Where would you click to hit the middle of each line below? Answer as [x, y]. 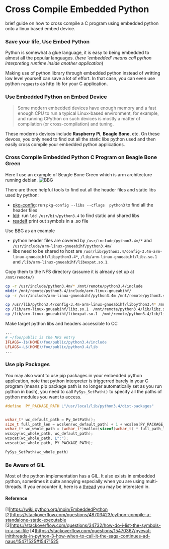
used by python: [22, 195]
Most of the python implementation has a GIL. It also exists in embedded [80, 476]
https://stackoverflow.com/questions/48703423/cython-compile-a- [81, 515]
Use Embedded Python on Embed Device [56, 97]
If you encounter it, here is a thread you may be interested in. [87, 487]
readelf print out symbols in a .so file [51, 221]
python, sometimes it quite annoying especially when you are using [75, 482]
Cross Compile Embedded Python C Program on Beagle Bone [81, 157]
